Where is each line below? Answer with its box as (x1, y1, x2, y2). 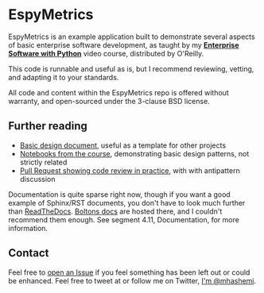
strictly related (19, 157, 68, 167)
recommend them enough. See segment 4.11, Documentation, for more (8, 214, 240, 224)
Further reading (8, 119, 87, 133)
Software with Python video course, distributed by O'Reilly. (8, 48, 204, 58)
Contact (8, 246, 49, 260)
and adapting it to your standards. (8, 72, 119, 82)
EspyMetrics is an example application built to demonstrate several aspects (8, 32, 256, 41)
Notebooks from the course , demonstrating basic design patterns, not (19, 148, 250, 158)
